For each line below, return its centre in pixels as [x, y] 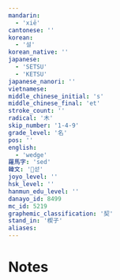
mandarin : [24, 15]
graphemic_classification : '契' [61, 214]
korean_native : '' [38, 52]
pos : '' [21, 140]
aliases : [22, 228]
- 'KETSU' [31, 74]
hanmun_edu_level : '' [44, 191]
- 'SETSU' [31, 67]
